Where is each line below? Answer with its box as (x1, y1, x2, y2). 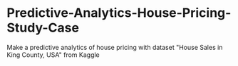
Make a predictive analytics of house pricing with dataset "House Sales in (6, 43, 223, 51)
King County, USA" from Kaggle (6, 51, 100, 59)
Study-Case (6, 20, 80, 36)
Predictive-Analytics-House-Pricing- (6, 5, 232, 21)
